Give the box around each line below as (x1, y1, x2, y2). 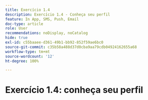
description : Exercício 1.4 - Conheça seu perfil (5, 12, 111, 17)
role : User (5, 26, 28, 31)
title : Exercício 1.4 (5, 7, 50, 12)
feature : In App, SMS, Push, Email (5, 16, 79, 21)
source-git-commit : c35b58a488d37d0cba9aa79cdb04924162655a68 (5, 44, 137, 49)
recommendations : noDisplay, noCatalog (5, 30, 88, 35)
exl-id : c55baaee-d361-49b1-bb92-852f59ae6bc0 (5, 40, 104, 45)
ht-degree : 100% (5, 58, 39, 63)
